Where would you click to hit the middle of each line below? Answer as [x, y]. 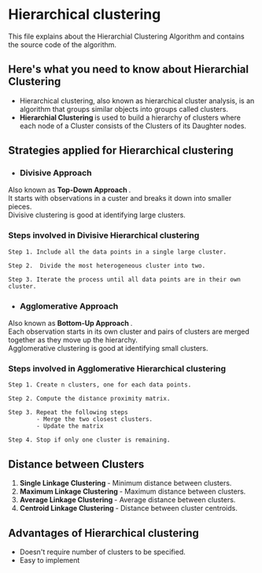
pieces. [20, 207]
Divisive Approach [55, 173]
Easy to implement [50, 560]
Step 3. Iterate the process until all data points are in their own [125, 279]
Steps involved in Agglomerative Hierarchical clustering [117, 368]
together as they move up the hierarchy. [73, 340]
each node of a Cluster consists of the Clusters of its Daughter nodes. [133, 126]
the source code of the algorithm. [62, 44]
